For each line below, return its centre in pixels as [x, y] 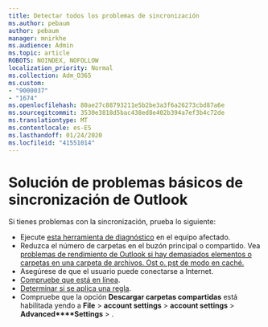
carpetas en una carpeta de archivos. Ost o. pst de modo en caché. [132, 263]
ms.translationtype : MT [48, 121]
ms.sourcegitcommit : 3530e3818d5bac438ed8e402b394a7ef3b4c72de [117, 113]
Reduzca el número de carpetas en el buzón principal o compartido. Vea [140, 246]
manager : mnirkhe [37, 38]
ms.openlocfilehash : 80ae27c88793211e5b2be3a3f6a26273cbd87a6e [117, 105]
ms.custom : [27, 83]
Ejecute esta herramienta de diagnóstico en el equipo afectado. [125, 237]
